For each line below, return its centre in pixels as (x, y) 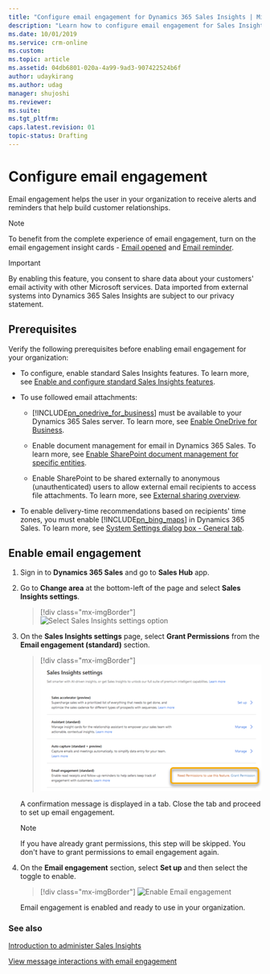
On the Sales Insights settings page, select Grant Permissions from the (139, 637)
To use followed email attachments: (79, 397)
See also (25, 928)
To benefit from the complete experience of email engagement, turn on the (132, 238)
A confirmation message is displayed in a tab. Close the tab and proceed (140, 803)
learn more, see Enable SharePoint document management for (135, 454)
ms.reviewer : (30, 102)
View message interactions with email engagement (93, 961)
